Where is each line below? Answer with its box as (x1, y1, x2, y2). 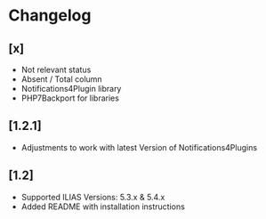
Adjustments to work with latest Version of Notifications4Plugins (20, 142, 258, 152)
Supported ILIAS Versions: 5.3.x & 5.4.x (20, 191, 165, 202)
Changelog (8, 5, 92, 26)
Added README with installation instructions (20, 201, 186, 212)
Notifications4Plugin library (20, 84, 122, 93)
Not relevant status (20, 64, 92, 75)
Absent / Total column (20, 74, 103, 85)
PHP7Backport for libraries (20, 93, 119, 103)
